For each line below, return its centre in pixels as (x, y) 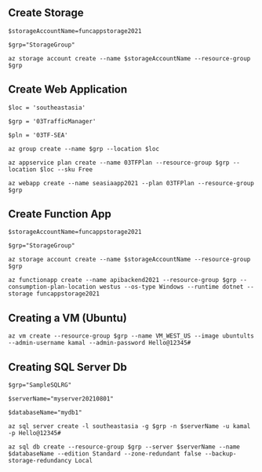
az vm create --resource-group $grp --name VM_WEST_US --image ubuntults (131, 336)
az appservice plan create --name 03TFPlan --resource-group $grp (119, 163)
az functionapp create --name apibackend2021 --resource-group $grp (122, 280)
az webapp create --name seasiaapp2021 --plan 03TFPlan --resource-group (131, 183)
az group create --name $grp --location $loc (84, 148)
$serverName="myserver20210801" (61, 399)
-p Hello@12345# (35, 434)
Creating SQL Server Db (67, 367)
